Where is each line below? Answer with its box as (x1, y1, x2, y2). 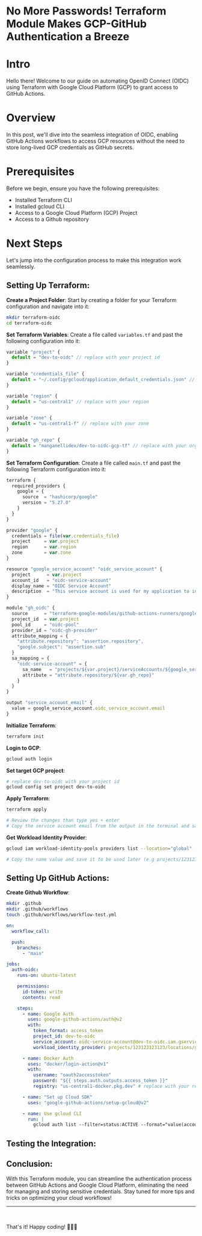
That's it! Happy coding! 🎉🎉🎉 (6, 1223, 78, 1230)
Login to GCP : (6, 744, 41, 752)
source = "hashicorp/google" (22, 494, 98, 500)
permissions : (17, 983, 50, 989)
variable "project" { (6, 349, 61, 355)
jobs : (6, 961, 20, 967)
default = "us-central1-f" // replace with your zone (11, 421, 149, 427)
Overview (6, 111, 56, 125)
